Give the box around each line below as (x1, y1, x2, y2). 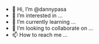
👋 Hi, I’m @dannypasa (11, 6, 67, 12)
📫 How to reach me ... (11, 32, 68, 38)
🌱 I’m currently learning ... (11, 18, 76, 25)
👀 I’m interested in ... (11, 12, 63, 19)
